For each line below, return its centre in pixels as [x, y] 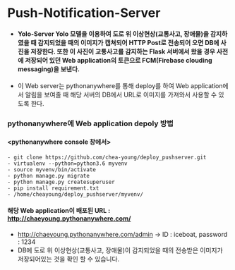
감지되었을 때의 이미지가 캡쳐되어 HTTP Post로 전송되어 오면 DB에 [128, 42]
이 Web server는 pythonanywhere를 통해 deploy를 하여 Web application [120, 86]
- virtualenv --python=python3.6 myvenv [68, 164]
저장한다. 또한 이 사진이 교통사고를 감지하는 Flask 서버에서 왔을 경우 [123, 51]
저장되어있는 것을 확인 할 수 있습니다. [68, 259]
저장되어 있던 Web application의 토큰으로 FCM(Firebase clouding [119, 60]
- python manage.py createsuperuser [61, 182]
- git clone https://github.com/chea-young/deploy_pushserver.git [107, 157]
